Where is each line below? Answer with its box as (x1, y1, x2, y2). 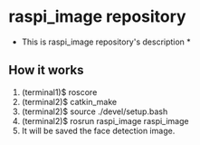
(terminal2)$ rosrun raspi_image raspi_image (21, 115, 189, 126)
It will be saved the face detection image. (21, 125, 176, 136)
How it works (8, 63, 84, 78)
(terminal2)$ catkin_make (21, 96, 118, 107)
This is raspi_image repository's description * (21, 36, 191, 47)
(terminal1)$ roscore (21, 86, 98, 97)
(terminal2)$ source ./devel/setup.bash (21, 106, 168, 117)
